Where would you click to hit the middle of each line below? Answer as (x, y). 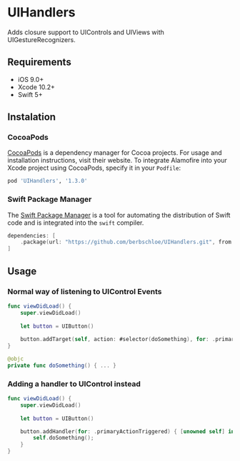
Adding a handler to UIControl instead (74, 384)
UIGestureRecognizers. (42, 39)
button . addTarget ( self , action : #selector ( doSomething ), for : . (118, 340)
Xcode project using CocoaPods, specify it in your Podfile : (94, 168)
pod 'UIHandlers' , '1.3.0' (47, 181)
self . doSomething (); (64, 438)
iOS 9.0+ (31, 79)
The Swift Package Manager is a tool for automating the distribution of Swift (119, 215)
